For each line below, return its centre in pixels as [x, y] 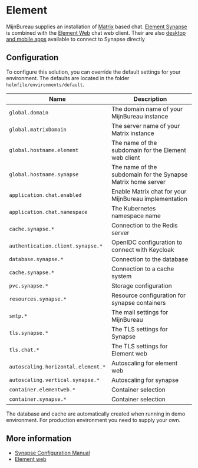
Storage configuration [141, 285]
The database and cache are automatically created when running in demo [96, 414]
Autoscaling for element [144, 363]
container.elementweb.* [42, 389]
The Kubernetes [133, 208]
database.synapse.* [36, 259]
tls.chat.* [24, 350]
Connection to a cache [143, 269]
